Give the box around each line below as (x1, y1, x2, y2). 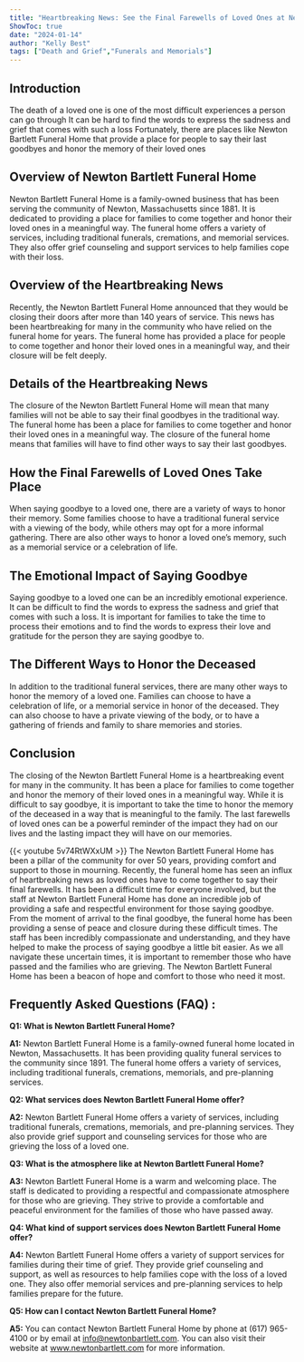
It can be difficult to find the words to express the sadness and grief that (9, 602, 279, 612)
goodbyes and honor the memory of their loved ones (9, 142, 206, 154)
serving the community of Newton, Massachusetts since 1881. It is (9, 203, 256, 214)
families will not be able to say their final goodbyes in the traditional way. (9, 410, 280, 421)
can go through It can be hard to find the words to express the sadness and (9, 114, 291, 125)
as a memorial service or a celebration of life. (9, 541, 178, 553)
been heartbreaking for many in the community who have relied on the (9, 321, 272, 332)
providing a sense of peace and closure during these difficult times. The (9, 922, 279, 933)
